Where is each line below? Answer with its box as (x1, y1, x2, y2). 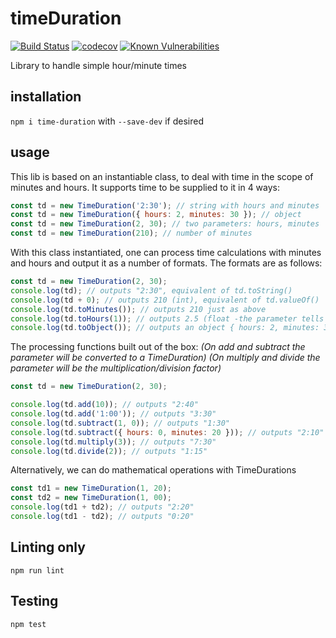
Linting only (10, 539, 86, 556)
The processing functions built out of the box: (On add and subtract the (10, 341, 306, 353)
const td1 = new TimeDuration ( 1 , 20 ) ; (10, 483, 172, 494)
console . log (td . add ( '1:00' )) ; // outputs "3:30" (10, 409, 217, 419)
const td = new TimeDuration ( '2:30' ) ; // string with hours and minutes (10, 200, 320, 211)
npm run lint (10, 565, 65, 576)
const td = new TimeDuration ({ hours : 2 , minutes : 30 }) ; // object (10, 210, 302, 220)
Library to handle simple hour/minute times (10, 59, 187, 71)
